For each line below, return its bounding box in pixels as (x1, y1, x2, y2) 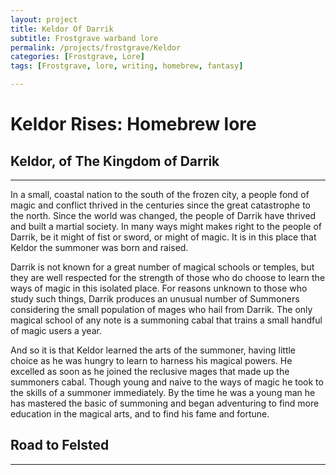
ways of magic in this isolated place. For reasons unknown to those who (10, 282, 308, 294)
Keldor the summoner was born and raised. (10, 242, 189, 253)
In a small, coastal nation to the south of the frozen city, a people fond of (10, 189, 310, 200)
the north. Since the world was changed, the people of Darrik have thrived (10, 210, 317, 221)
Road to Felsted (10, 437, 110, 454)
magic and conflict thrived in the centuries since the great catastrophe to (10, 199, 311, 211)
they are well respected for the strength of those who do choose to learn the (10, 272, 326, 283)
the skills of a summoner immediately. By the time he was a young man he (10, 387, 316, 398)
